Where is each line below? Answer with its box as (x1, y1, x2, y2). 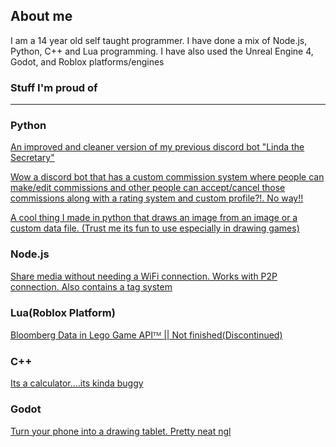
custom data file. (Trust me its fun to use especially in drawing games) (10, 222, 300, 234)
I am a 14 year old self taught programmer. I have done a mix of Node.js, (10, 34, 308, 46)
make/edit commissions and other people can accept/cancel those (10, 182, 286, 194)
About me (10, 8, 73, 25)
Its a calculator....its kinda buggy (10, 377, 144, 389)
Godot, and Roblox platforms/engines (10, 55, 165, 68)
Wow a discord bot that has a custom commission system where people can (10, 171, 325, 183)
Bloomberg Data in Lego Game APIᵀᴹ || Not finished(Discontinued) (10, 329, 283, 341)
